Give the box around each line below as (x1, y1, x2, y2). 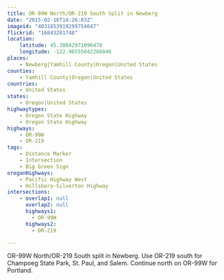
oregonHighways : (7, 170, 53, 176)
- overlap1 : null (19, 195, 69, 202)
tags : (7, 144, 23, 151)
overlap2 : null (25, 202, 69, 209)
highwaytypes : (7, 106, 48, 113)
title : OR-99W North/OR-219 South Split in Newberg (7, 10, 158, 17)
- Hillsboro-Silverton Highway (19, 183, 109, 189)
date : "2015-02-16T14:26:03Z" (7, 16, 94, 23)
